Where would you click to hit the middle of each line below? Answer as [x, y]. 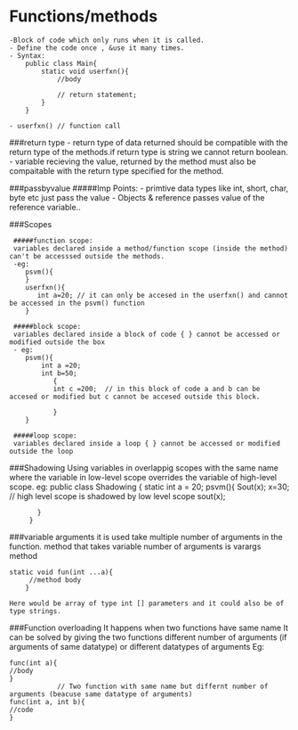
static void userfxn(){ [85, 71]
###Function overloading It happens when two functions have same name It [149, 627]
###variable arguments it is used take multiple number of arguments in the [146, 537]
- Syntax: [28, 55]
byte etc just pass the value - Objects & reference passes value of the [137, 197]
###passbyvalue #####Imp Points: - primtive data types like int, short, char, [149, 188]
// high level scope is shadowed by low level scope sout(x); [117, 496]
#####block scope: [47, 326]
